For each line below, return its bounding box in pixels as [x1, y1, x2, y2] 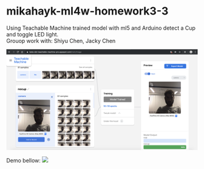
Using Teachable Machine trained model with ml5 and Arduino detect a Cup [6, 24, 196, 31]
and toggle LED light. [6, 30, 59, 38]
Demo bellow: [6, 157, 41, 164]
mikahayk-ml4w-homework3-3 [6, 4, 169, 18]
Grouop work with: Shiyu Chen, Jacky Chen [6, 37, 116, 44]
